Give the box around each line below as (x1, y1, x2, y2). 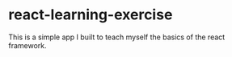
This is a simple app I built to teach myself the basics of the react (8, 32, 226, 42)
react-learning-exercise (8, 6, 173, 24)
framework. (8, 40, 47, 50)
